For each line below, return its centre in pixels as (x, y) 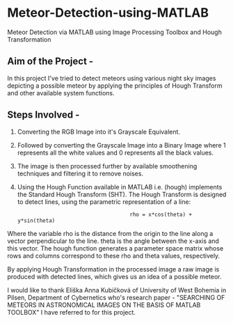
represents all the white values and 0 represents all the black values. (115, 152)
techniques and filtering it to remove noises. (80, 173)
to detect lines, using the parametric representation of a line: (104, 202)
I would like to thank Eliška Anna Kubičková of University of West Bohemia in (117, 290)
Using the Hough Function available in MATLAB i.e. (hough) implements (120, 187)
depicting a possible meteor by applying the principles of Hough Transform (115, 86)
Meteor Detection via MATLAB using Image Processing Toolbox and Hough (115, 32)
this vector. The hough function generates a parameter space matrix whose (115, 248)
